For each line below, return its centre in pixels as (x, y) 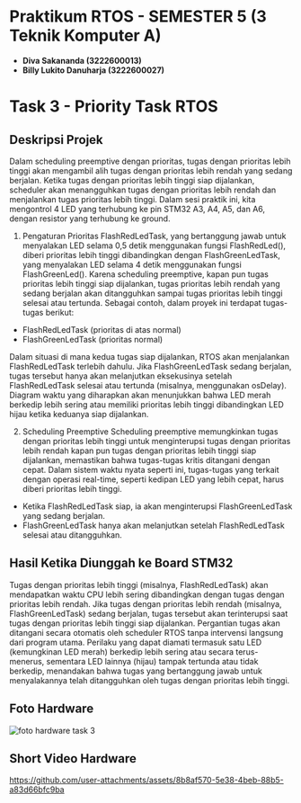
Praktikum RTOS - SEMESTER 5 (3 (138, 17)
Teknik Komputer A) (85, 36)
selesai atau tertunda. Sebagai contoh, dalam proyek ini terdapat (142, 302)
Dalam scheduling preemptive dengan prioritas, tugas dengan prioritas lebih (150, 161)
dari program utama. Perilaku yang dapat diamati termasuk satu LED (136, 642)
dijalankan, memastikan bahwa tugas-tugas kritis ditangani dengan (146, 459)
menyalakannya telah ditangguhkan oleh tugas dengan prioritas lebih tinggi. (150, 680)
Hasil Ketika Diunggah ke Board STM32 (121, 563)
